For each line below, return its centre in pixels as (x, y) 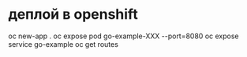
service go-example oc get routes (63, 44)
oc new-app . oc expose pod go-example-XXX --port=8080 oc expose (123, 36)
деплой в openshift (73, 14)
